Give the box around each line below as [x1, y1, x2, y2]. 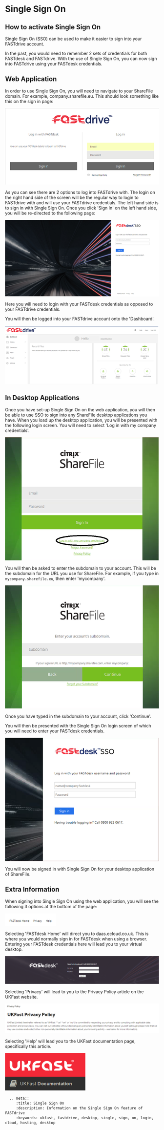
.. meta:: [9, 1096, 29, 1101]
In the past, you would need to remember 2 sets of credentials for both [5, 50, 147, 56]
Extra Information [5, 885, 60, 894]
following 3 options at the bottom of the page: [5, 903, 97, 909]
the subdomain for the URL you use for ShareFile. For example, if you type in [5, 570, 159, 576]
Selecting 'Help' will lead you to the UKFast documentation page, [5, 1038, 136, 1044]
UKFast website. [5, 994, 38, 1000]
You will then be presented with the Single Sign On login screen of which [5, 723, 151, 728]
